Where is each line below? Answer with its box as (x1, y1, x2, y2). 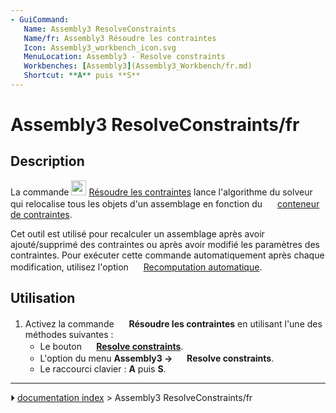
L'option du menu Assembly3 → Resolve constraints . (39, 352, 275, 364)
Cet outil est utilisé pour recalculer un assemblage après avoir (10, 227, 265, 240)
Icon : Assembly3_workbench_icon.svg (23, 42, 177, 53)
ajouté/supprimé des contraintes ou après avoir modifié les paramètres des (10, 238, 320, 250)
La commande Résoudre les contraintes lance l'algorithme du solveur (10, 186, 313, 198)
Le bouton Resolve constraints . (39, 340, 184, 352)
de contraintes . (10, 208, 73, 220)
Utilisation (10, 290, 76, 307)
